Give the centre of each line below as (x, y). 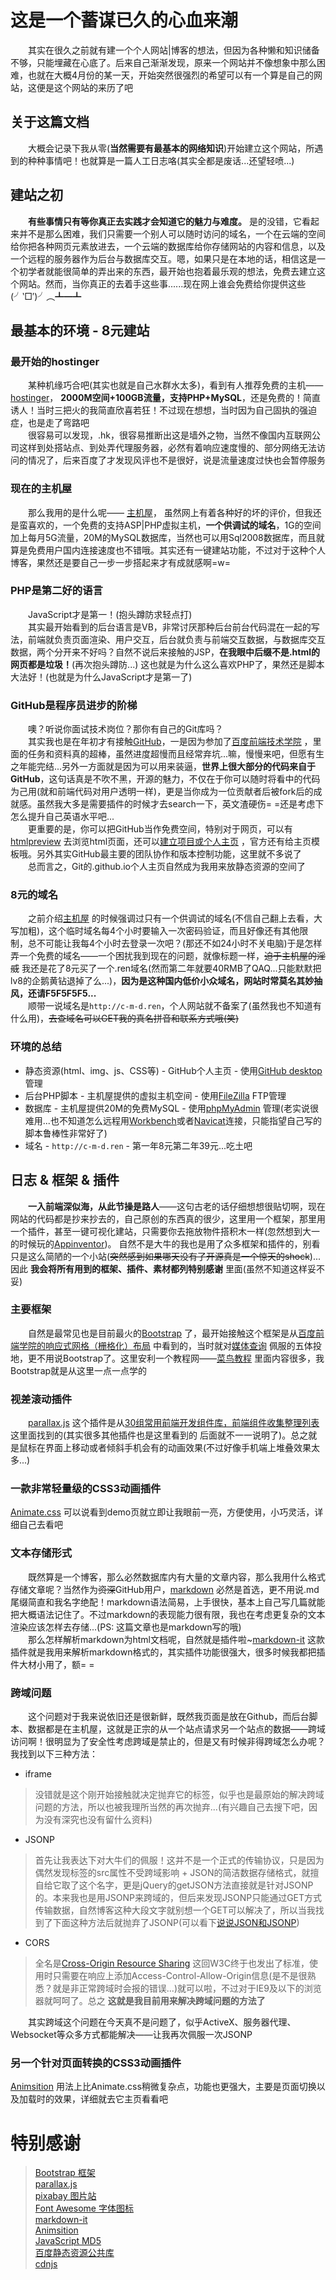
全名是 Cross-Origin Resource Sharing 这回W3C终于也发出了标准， (172, 1963)
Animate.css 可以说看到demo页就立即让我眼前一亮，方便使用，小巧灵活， (162, 1512)
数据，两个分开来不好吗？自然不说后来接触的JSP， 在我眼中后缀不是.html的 (165, 652)
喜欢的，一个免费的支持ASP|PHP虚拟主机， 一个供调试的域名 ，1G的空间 (174, 525)
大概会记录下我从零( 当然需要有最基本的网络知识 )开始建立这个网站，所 (171, 148)
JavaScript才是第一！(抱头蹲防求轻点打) (110, 614)
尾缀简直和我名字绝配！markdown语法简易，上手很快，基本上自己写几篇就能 (168, 1602)
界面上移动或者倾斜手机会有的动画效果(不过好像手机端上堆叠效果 (178, 1448)
